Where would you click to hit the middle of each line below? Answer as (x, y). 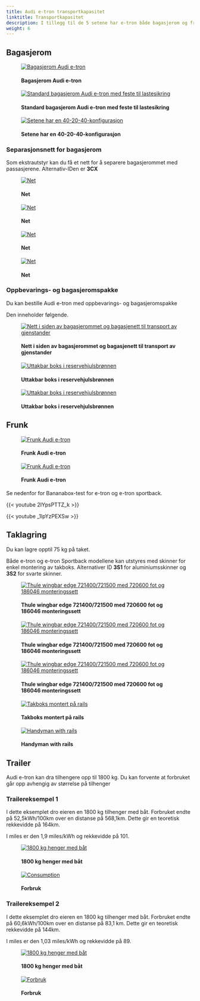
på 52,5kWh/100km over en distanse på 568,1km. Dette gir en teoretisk (93, 818)
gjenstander (37, 353)
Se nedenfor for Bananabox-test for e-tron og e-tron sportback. (84, 493)
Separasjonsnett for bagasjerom (54, 150)
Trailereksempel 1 (32, 799)
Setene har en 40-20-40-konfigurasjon (71, 134)
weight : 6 (18, 28)
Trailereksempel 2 (33, 904)
